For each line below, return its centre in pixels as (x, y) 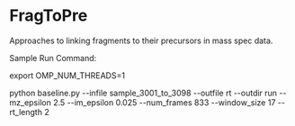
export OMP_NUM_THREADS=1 (67, 75)
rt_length (26, 112)
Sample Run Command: (53, 58)
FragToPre (49, 16)
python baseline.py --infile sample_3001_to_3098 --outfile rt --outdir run (143, 93)
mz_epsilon (30, 102)
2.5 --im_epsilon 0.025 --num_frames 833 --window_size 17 (164, 102)
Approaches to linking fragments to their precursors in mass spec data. (141, 40)
